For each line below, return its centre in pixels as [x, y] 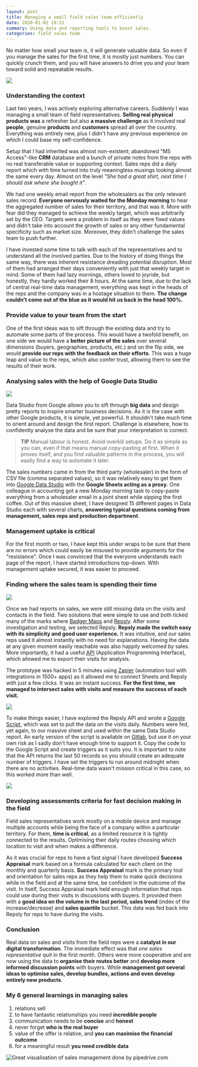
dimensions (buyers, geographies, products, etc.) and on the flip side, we [95, 347]
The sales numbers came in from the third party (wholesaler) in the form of [97, 472]
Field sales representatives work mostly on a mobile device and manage [94, 821]
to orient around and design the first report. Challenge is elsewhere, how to [97, 424]
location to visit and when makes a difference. [62, 846]
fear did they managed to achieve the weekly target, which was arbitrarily [95, 213]
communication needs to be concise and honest [74, 1021]
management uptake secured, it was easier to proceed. [73, 569]
